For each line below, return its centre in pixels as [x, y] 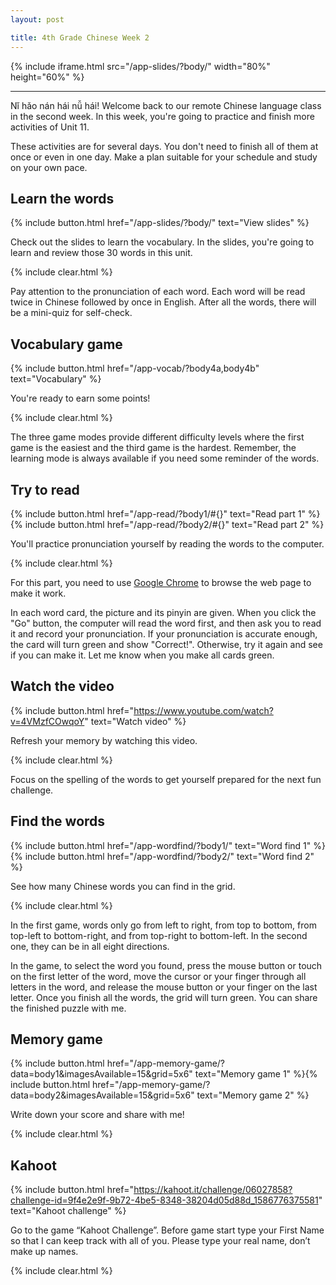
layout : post [37, 19]
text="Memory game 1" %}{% [256, 1074]
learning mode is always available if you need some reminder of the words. [165, 458]
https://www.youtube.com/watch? [203, 710]
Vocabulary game [66, 344]
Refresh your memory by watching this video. [104, 740]
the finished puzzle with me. [68, 1008]
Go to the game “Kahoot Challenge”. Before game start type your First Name [167, 1230]
